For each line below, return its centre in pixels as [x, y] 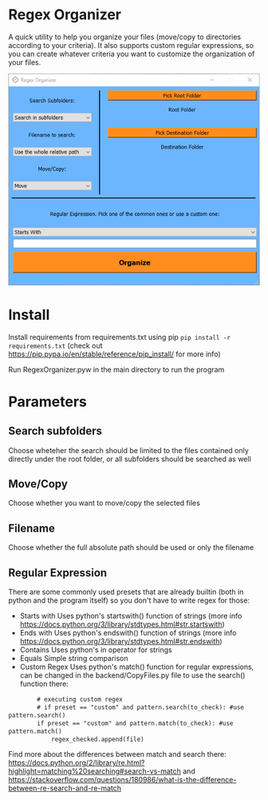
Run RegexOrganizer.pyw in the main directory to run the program [116, 369]
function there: [44, 684]
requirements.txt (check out [55, 345]
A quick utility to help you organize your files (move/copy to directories [125, 37]
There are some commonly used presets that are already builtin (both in [126, 592]
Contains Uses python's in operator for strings [96, 650]
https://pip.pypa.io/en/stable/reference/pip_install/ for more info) [114, 354]
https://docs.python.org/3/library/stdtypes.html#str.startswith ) [122, 624]
